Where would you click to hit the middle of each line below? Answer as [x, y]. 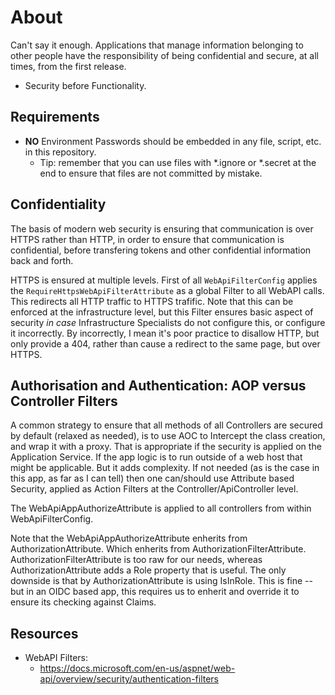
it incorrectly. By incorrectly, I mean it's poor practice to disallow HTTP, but [165, 333]
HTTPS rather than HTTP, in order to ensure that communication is [147, 239]
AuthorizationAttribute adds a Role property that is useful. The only [148, 570]
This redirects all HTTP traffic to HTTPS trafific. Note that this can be [152, 301]
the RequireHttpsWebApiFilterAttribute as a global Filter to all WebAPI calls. [167, 290]
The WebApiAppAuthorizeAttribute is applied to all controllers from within [161, 508]
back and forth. [42, 260]
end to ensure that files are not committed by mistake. [151, 173]
